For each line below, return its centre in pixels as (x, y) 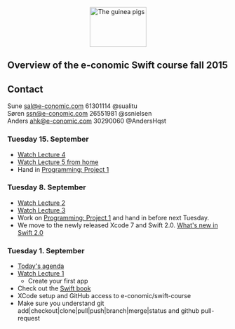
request (28, 318)
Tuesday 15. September (48, 139)
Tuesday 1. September (46, 250)
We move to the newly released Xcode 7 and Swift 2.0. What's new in (118, 225)
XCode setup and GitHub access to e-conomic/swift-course (104, 296)
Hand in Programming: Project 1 (63, 169)
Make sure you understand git (61, 303)
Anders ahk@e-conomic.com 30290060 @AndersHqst (87, 121)
